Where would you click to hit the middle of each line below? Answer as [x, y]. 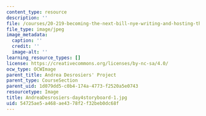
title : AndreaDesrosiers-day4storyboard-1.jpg [67, 98]
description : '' [27, 18]
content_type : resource [37, 12]
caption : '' [27, 41]
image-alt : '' [30, 52]
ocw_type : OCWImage [31, 69]
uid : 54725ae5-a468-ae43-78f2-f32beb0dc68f [63, 103]
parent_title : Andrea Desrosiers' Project [61, 75]
